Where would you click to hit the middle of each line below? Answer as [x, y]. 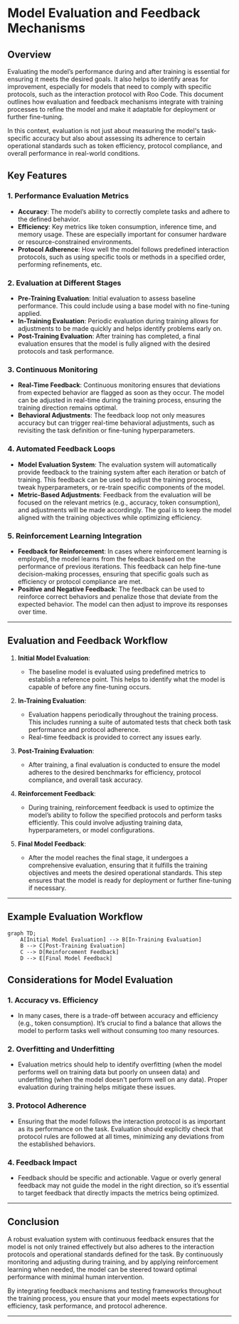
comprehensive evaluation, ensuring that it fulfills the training [118, 865]
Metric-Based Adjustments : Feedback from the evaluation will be [114, 494]
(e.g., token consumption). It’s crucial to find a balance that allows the [119, 1023]
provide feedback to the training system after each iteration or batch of [122, 472]
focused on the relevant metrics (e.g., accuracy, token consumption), [119, 502]
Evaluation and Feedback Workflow [88, 641]
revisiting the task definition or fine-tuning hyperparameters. [106, 430]
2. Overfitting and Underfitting [61, 1049]
